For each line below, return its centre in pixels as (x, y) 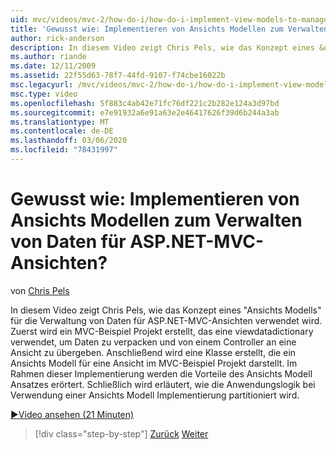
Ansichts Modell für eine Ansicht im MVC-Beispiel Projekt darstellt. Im (154, 363)
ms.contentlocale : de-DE (62, 131)
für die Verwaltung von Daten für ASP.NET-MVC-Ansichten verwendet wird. (166, 320)
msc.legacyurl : (42, 85)
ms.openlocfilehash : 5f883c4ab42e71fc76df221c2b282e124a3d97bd (145, 103)
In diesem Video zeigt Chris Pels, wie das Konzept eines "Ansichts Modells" (166, 310)
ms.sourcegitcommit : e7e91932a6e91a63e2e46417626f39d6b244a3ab (145, 112)
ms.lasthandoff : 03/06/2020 (69, 141)
